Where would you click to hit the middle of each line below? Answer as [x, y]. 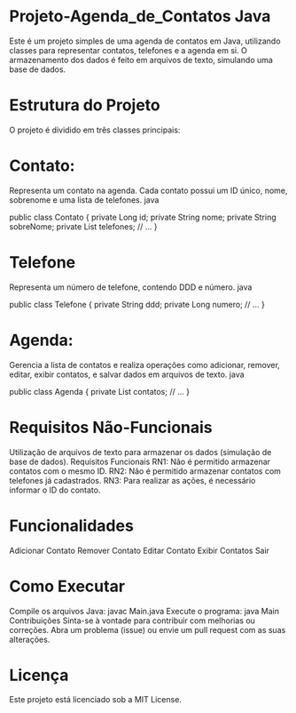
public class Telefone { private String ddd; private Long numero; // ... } [137, 304]
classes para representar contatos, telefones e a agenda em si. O [129, 50]
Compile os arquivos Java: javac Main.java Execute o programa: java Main [144, 611]
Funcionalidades [72, 525]
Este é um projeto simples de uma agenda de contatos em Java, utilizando [145, 41]
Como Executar [67, 586]
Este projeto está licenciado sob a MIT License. [95, 700]
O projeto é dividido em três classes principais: [95, 130]
